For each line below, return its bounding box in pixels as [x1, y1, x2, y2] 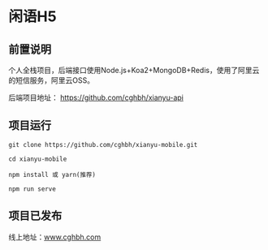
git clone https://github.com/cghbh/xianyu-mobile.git [8, 140, 198, 149]
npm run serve [8, 184, 57, 193]
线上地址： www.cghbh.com [8, 232, 102, 242]
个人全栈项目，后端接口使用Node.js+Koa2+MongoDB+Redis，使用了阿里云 [8, 66, 260, 75]
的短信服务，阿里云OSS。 [8, 75, 95, 85]
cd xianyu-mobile [8, 155, 67, 163]
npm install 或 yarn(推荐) [8, 170, 96, 179]
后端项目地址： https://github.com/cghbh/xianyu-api [8, 93, 184, 102]
